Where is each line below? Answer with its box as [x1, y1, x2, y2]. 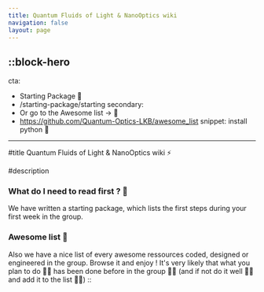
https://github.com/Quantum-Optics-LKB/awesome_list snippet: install [19, 116, 247, 126]
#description [8, 166, 49, 176]
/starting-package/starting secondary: [19, 100, 144, 109]
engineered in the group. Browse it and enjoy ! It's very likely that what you [8, 257, 250, 268]
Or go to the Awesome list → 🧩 [19, 108, 119, 118]
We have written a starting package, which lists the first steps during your [8, 204, 247, 213]
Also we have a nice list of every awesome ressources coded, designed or [8, 249, 249, 259]
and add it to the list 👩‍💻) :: [8, 275, 92, 284]
